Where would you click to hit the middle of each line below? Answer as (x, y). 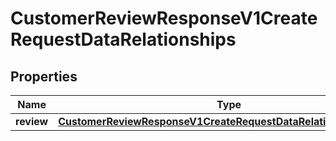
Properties (44, 76)
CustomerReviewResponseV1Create (164, 18)
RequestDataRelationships (123, 39)
